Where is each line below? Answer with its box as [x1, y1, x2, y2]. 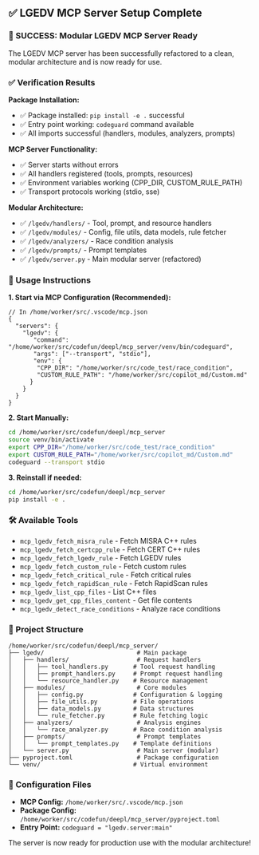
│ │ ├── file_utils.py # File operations [8, 698, 194, 706]
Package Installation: [8, 95, 80, 105]
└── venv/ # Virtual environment [8, 761, 209, 769]
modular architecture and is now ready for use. [8, 57, 163, 66]
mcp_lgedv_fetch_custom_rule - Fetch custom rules [19, 561, 187, 571]
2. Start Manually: [8, 413, 69, 422]
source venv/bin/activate [8, 436, 94, 444]
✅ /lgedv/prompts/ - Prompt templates [19, 245, 147, 255]
